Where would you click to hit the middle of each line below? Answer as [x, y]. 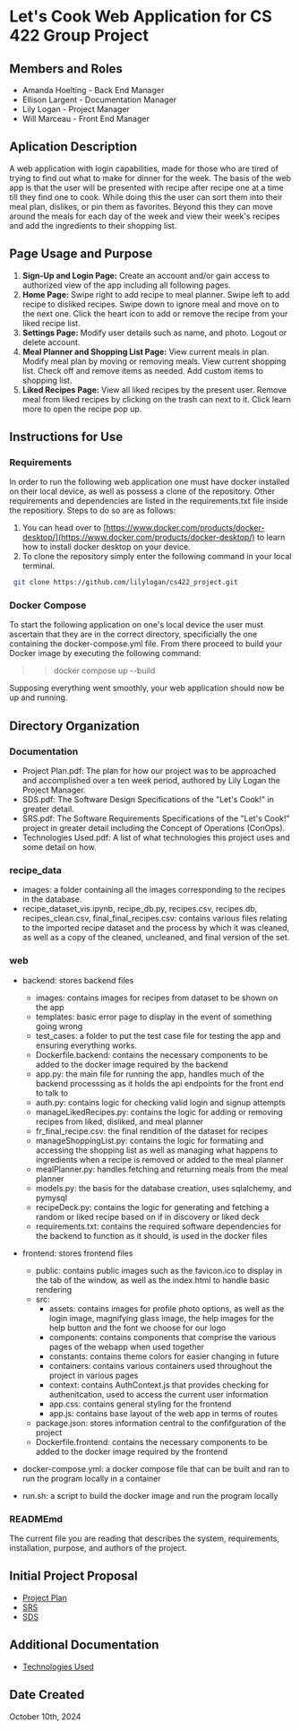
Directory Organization [75, 726]
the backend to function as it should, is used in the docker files [151, 1235]
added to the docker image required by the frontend [132, 1451]
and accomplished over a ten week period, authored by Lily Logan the [151, 781]
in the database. [52, 899]
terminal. [39, 566]
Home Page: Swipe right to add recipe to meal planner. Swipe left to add [156, 294]
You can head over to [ [64, 528]
